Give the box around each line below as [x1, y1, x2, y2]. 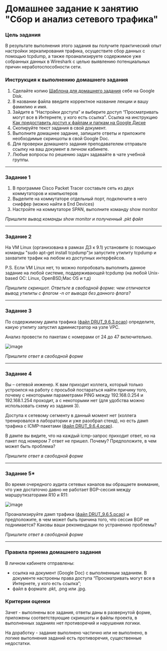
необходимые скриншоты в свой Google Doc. [12, 135, 109, 141]
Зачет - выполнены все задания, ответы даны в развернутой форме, [5, 609, 152, 615]
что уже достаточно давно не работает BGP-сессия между [5, 487, 131, 493]
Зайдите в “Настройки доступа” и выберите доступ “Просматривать [12, 109, 159, 115]
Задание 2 [5, 233, 32, 240]
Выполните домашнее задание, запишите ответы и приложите [12, 130, 146, 136]
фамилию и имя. [12, 103, 48, 110]
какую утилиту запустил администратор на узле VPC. [5, 324, 120, 330]
